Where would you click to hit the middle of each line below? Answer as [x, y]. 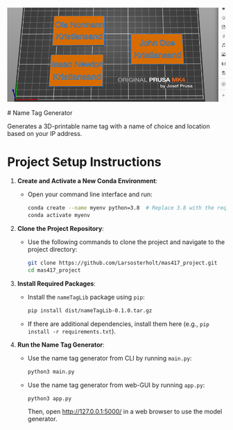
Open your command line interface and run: [90, 194]
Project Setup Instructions [84, 162]
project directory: [52, 250]
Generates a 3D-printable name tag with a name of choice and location [109, 126]
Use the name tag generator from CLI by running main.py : [110, 358]
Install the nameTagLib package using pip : [86, 297]
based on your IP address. [45, 134]
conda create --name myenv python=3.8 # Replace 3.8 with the [121, 208]
